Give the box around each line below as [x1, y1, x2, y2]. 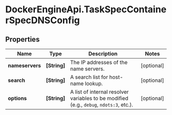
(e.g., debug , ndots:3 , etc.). [70, 101, 134, 108]
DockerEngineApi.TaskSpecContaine [5, 4, 167, 15]
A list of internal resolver [70, 88, 129, 95]
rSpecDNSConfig [5, 14, 80, 26]
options [8, 95, 27, 102]
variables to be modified [70, 95, 129, 102]
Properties [5, 35, 40, 44]
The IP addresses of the [70, 59, 128, 66]
